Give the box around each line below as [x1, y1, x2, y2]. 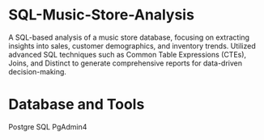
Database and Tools [8, 95, 145, 114]
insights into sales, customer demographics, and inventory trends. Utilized [8, 40, 257, 50]
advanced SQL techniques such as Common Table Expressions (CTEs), [8, 49, 247, 59]
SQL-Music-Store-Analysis [8, 6, 194, 24]
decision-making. [8, 66, 67, 76]
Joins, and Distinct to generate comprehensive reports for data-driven [8, 58, 243, 68]
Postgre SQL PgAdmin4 [8, 121, 87, 131]
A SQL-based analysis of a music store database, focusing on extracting [8, 32, 249, 42]
